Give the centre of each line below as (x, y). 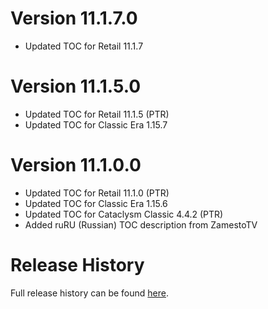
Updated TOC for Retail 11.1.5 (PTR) (97, 114)
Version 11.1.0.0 (76, 165)
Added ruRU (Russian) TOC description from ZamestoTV (141, 224)
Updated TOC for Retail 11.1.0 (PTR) (97, 193)
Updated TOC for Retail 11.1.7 (84, 46)
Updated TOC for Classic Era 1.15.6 (96, 203)
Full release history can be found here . (90, 293)
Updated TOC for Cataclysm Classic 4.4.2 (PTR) (124, 214)
